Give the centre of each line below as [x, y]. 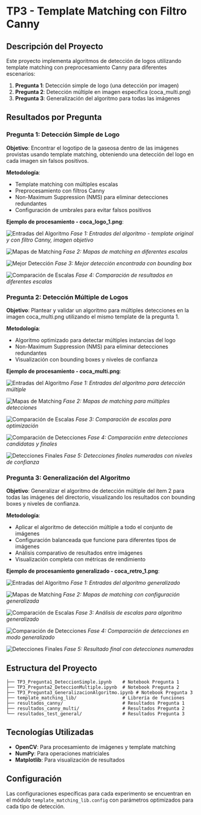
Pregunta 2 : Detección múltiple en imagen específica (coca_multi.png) [103, 92]
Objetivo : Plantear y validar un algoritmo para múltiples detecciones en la [97, 310]
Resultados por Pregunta [54, 117]
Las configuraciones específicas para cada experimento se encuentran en [99, 793]
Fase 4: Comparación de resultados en [124, 275]
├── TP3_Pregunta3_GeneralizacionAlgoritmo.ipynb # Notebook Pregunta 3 [100, 693]
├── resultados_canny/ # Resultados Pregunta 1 [96, 704]
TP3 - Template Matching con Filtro [97, 11]
